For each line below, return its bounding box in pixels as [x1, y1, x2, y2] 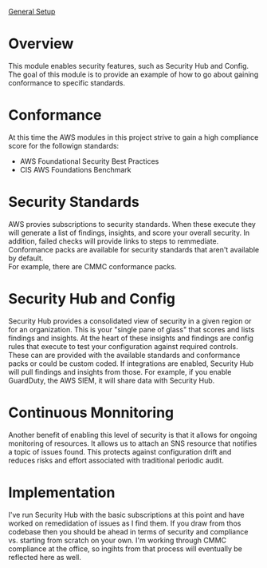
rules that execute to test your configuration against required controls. [8, 341, 238, 351]
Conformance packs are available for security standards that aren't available [8, 244, 260, 254]
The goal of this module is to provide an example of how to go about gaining [8, 70, 259, 79]
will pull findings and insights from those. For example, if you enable [8, 367, 232, 376]
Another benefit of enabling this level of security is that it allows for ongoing [8, 430, 257, 439]
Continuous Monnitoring [8, 403, 175, 422]
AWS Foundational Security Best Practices [19, 156, 159, 166]
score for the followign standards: [8, 141, 120, 150]
